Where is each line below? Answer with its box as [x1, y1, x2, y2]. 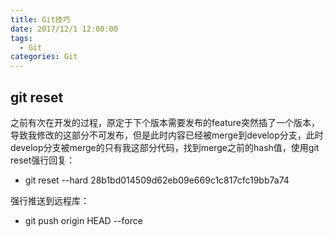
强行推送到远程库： [10, 194, 90, 206]
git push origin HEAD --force [24, 214, 143, 226]
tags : [10, 33, 33, 43]
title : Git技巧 [10, 14, 71, 25]
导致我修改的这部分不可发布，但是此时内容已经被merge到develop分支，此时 [10, 129, 324, 141]
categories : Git [10, 52, 78, 62]
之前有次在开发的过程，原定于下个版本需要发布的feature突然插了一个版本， [10, 116, 320, 128]
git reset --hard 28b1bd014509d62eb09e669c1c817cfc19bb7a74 [24, 174, 290, 186]
